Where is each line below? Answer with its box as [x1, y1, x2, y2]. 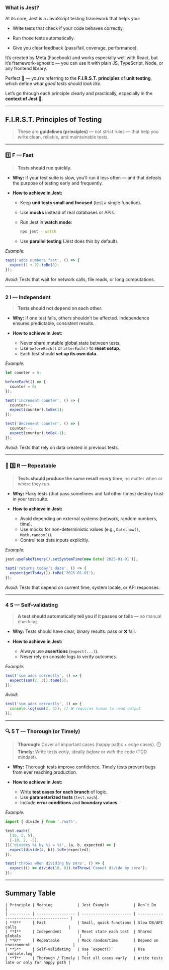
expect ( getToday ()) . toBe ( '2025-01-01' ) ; [10, 570, 96, 575]
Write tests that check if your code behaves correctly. [12, 25, 124, 31]
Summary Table [5, 889, 56, 898]
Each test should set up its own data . [20, 351, 98, 357]
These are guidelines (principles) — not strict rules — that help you [17, 128, 159, 135]
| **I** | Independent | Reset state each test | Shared [5, 929, 152, 934]
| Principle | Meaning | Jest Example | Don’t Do [5, 902, 156, 907]
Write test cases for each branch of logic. [20, 789, 108, 795]
